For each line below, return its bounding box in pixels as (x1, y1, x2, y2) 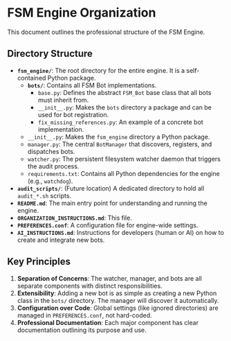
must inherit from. (37, 96, 89, 104)
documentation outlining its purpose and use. (17, 326, 147, 334)
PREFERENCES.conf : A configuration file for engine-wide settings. (17, 220, 198, 229)
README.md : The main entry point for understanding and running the (17, 199, 207, 207)
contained (17, 73, 46, 82)
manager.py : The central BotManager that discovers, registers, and (27, 140, 212, 148)
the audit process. (27, 161, 80, 170)
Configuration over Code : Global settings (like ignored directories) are (17, 304, 219, 312)
